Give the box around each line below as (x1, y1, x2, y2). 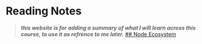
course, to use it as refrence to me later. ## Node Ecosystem (20, 30, 176, 37)
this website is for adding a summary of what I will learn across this (20, 24, 196, 31)
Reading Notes (5, 4, 82, 18)
